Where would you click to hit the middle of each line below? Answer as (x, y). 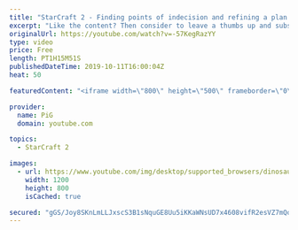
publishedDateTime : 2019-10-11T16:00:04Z (87, 67)
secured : (25, 212)
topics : (24, 139)
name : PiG (35, 115)
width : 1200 (47, 180)
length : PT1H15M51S (45, 58)
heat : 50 (25, 75)
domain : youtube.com (55, 123)
